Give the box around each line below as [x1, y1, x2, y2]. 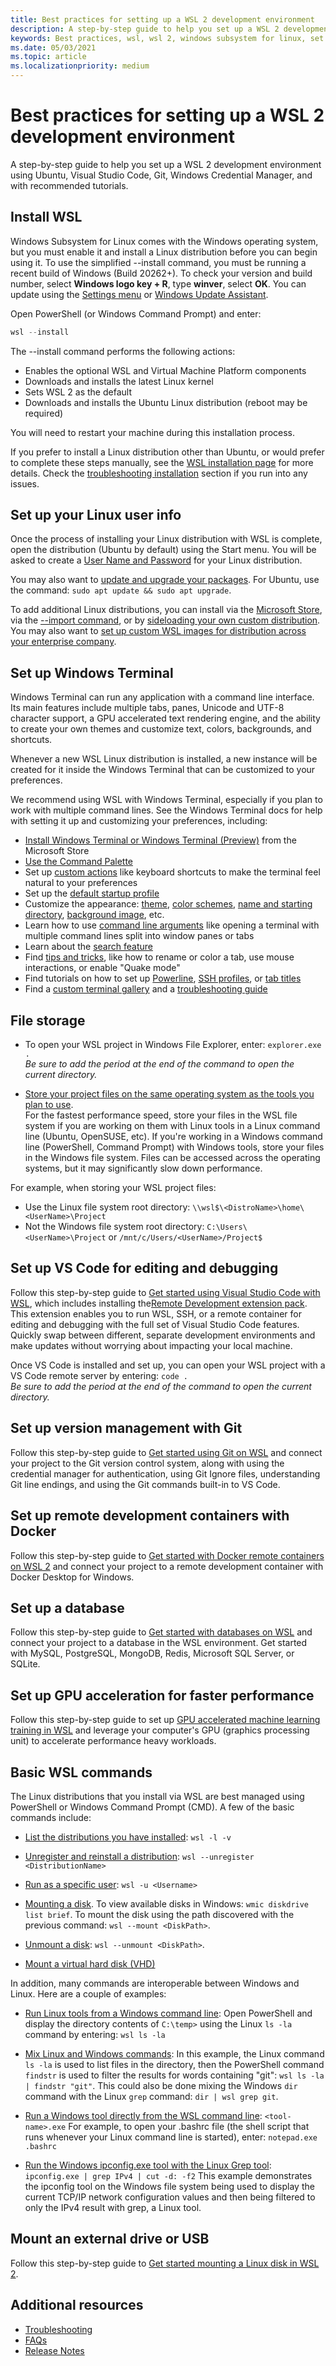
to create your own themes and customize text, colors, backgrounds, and [10, 723, 312, 735]
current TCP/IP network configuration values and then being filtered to [24, 2191, 316, 2203]
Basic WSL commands [10, 1764, 153, 1781]
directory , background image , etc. [24, 909, 165, 921]
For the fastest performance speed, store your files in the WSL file [24, 1109, 298, 1121]
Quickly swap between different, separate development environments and [10, 1329, 316, 1341]
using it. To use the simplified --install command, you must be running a [10, 256, 307, 268]
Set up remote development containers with [10, 1507, 290, 1525]
